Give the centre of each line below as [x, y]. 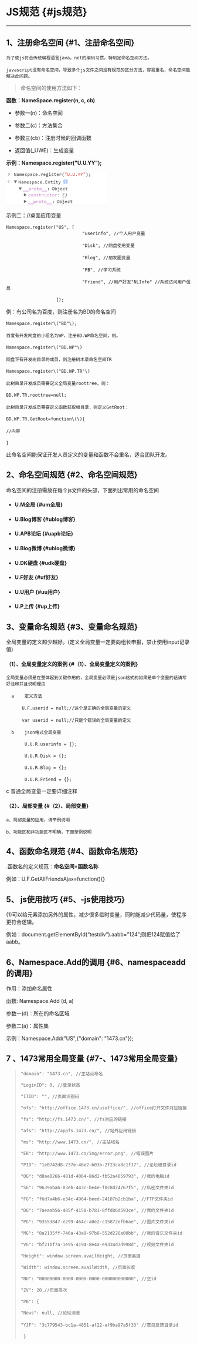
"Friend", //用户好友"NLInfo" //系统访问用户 [134, 282]
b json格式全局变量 [36, 732]
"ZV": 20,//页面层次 [44, 1290]
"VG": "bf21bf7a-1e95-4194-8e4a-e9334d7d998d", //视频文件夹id [97, 1244]
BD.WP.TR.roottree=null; [36, 395]
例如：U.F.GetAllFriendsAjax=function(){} [56, 879]
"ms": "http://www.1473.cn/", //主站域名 [70, 1142]
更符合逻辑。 [21, 922]
